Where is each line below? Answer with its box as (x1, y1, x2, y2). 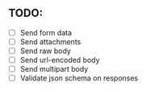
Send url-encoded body (19, 56, 100, 64)
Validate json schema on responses (19, 73, 139, 83)
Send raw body (19, 46, 71, 56)
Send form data (19, 27, 73, 37)
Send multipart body (19, 64, 89, 74)
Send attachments (19, 36, 81, 47)
